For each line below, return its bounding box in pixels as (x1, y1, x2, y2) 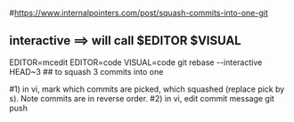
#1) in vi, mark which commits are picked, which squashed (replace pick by (9, 84, 285, 94)
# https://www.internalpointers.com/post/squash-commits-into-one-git (9, 8, 269, 18)
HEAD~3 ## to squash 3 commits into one (9, 66, 164, 77)
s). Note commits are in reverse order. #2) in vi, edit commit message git (9, 93, 274, 103)
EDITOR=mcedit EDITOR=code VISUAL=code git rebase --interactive (9, 57, 263, 68)
